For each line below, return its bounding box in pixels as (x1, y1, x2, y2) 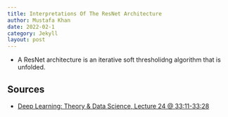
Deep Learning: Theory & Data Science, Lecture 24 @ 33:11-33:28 (17, 102, 210, 110)
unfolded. (17, 63, 46, 71)
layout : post (7, 36, 46, 43)
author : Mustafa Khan (7, 17, 71, 24)
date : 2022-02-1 (7, 23, 55, 30)
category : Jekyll (7, 29, 58, 37)
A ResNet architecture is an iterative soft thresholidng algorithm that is (17, 55, 222, 64)
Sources (7, 83, 45, 95)
